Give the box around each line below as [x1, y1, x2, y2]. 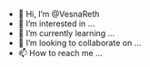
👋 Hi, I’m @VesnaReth [17, 9, 100, 19]
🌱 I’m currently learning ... [17, 28, 115, 38]
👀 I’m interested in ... [17, 18, 95, 29]
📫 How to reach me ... [17, 48, 103, 58]
